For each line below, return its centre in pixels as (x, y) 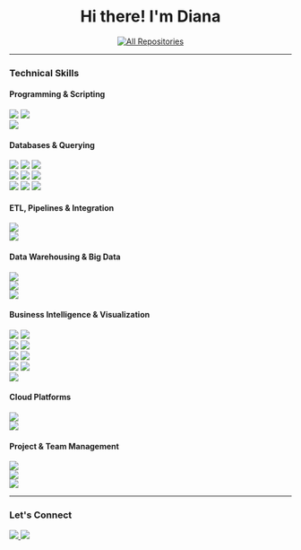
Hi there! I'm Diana (150, 17)
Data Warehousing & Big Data (65, 257)
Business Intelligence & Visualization (80, 315)
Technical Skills (44, 73)
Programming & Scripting (57, 94)
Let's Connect (41, 515)
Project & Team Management (64, 446)
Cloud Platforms (40, 397)
